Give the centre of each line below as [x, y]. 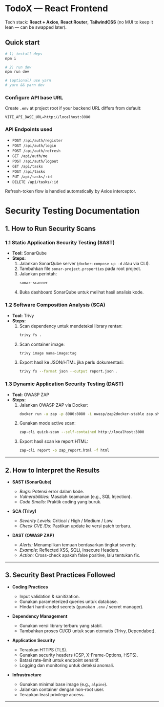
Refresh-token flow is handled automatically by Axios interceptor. [71, 191]
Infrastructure [27, 675]
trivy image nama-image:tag [48, 353]
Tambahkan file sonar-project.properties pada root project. [80, 269]
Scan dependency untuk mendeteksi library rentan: [71, 326]
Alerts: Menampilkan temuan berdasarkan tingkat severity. [78, 545]
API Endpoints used [29, 129]
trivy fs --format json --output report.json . [69, 372]
